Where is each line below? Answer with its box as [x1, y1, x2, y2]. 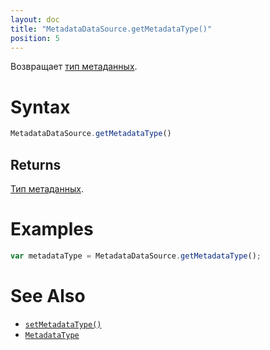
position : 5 [10, 33, 60, 43]
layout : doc [10, 14, 60, 25]
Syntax [10, 96, 71, 118]
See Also [10, 285, 86, 307]
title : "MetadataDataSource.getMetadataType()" [10, 24, 213, 34]
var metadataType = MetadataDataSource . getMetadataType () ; [10, 251, 262, 261]
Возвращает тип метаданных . [10, 61, 138, 73]
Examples [10, 218, 94, 241]
